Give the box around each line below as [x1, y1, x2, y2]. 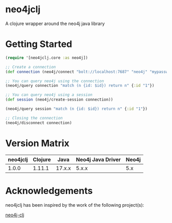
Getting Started [5, 38, 73, 50]
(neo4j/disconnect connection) [5, 120, 72, 126]
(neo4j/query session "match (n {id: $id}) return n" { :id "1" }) [5, 106, 147, 111]
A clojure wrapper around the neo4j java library [5, 20, 105, 27]
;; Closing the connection [5, 115, 63, 120]
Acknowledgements [5, 185, 93, 196]
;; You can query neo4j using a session [5, 92, 93, 97]
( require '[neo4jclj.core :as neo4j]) [5, 55, 88, 60]
